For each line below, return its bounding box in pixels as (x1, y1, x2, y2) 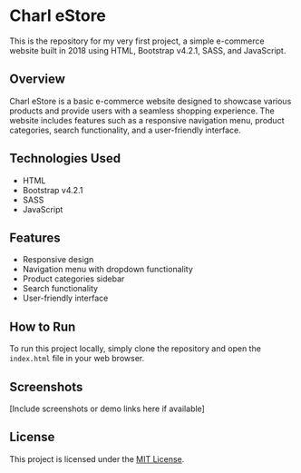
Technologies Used (9, 151, 121, 166)
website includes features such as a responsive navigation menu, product (9, 114, 285, 125)
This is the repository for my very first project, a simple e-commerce (9, 35, 265, 46)
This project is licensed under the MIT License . (9, 453, 185, 464)
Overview (9, 72, 66, 87)
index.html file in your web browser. (9, 353, 145, 364)
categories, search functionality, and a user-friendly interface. (9, 124, 242, 135)
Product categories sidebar (22, 273, 125, 284)
